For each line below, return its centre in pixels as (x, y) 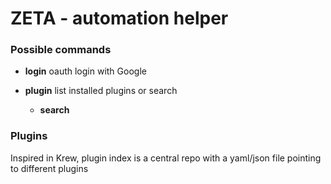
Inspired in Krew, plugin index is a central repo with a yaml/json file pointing (166, 158)
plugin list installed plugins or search (101, 91)
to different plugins (49, 168)
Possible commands (61, 50)
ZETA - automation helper (119, 18)
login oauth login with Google (85, 71)
